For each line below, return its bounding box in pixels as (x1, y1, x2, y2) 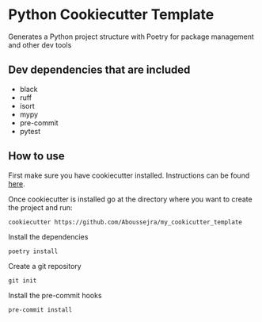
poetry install (8, 247, 59, 255)
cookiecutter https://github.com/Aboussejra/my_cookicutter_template (8, 218, 243, 226)
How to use (8, 149, 65, 163)
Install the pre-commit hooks (8, 290, 102, 300)
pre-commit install (8, 305, 73, 314)
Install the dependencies (8, 232, 89, 241)
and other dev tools (8, 40, 72, 49)
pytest (19, 126, 41, 136)
